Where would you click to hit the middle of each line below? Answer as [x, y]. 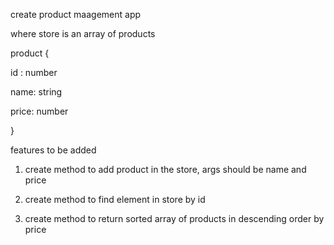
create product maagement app [76, 14]
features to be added [53, 150]
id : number [34, 72]
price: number [39, 111]
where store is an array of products [83, 33]
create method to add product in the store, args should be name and [165, 169]
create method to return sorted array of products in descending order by [174, 218]
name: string [36, 92]
